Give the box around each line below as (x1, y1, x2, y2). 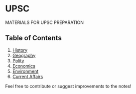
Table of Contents (5, 34, 62, 42)
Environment (12, 68, 39, 74)
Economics (12, 63, 36, 69)
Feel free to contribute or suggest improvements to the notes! (5, 83, 132, 89)
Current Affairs (12, 73, 43, 80)
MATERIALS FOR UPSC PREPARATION (5, 19, 84, 25)
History (12, 47, 28, 53)
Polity (12, 58, 24, 64)
